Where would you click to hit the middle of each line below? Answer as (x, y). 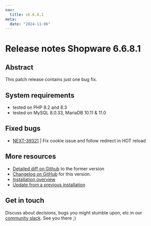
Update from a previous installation (49, 185)
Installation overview (34, 179)
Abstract (19, 67)
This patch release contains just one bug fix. (51, 80)
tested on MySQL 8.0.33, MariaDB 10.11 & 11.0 (59, 113)
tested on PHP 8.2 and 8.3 (40, 107)
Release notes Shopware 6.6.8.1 (73, 49)
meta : (11, 19)
